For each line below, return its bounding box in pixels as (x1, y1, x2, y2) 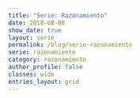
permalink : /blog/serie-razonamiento (8, 41, 133, 49)
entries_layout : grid (8, 77, 80, 85)
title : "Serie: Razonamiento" (8, 11, 108, 20)
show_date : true (8, 26, 62, 34)
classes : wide (8, 70, 55, 78)
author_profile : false (8, 63, 83, 71)
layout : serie (8, 33, 55, 42)
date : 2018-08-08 (8, 19, 66, 27)
